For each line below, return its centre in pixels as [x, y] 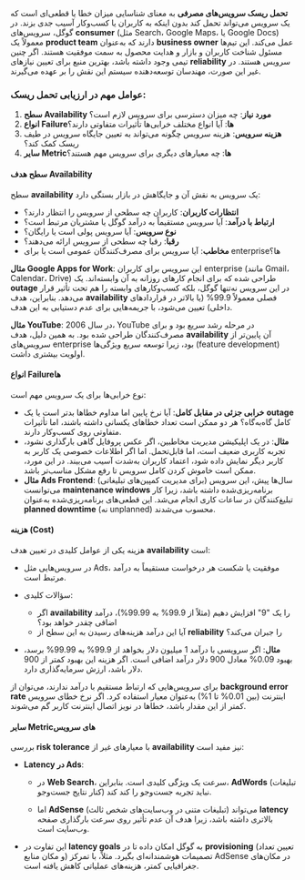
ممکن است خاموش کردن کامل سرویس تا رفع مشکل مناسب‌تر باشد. [139, 470]
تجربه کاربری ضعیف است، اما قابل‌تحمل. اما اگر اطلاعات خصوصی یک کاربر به [154, 450]
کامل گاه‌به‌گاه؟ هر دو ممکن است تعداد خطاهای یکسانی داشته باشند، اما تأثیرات [157, 421]
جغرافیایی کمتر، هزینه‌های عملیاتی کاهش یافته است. [111, 866]
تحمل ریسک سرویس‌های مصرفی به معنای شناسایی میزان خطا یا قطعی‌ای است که [149, 13]
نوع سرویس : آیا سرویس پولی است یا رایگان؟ [100, 231]
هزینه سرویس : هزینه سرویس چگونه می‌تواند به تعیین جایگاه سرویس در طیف [152, 134]
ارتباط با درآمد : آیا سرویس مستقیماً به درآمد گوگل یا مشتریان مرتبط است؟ [149, 221]
